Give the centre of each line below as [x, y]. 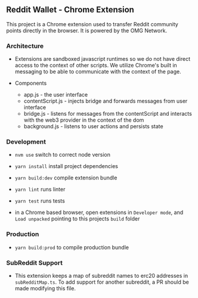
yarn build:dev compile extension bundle [66, 178]
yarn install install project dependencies [66, 166]
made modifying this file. [45, 288]
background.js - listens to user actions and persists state [93, 126]
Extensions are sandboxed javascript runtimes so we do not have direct [103, 59]
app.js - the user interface [56, 95]
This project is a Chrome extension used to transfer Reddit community [92, 24]
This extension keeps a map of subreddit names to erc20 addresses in [101, 276]
